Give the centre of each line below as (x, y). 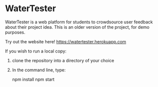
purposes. (15, 32)
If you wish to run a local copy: (36, 51)
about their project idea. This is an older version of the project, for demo (77, 27)
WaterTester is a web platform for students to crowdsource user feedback (79, 22)
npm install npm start (33, 79)
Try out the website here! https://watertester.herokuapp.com (66, 41)
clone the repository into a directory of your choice (63, 60)
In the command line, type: (39, 70)
